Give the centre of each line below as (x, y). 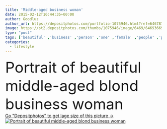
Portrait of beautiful (73, 67)
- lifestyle (22, 47)
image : (12, 28)
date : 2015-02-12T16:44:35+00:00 (40, 14)
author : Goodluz (22, 19)
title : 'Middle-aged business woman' (44, 10)
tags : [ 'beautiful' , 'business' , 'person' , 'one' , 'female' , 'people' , (82, 38)
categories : (17, 42)
